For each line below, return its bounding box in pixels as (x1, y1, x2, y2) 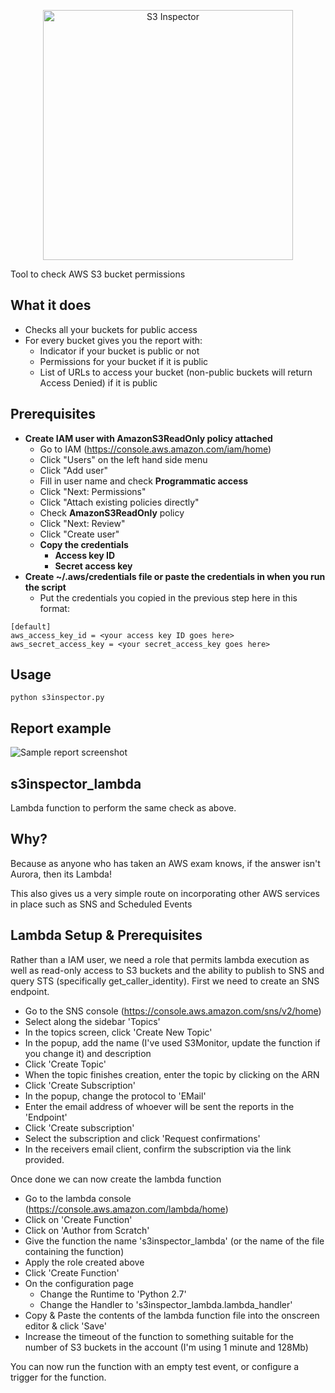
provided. (24, 1153, 65, 1165)
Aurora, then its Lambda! (10, 868, 112, 880)
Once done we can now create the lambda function (10, 1173, 222, 1185)
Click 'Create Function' (24, 1266, 120, 1279)
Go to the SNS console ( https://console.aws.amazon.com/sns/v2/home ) (24, 1005, 322, 1017)
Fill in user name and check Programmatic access (39, 475, 249, 487)
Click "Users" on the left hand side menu (39, 453, 208, 465)
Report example (10, 720, 112, 737)
